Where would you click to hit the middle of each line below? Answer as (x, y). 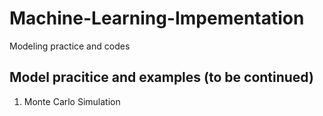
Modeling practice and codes (70, 46)
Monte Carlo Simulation (72, 101)
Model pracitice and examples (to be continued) (161, 77)
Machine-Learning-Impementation (157, 18)
